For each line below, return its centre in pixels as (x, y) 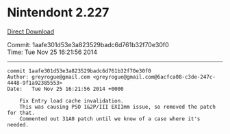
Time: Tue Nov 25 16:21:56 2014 (52, 52)
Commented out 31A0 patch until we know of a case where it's (110, 119)
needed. (18, 124)
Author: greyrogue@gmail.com (49, 77)
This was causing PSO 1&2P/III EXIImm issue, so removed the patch (117, 107)
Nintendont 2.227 (58, 13)
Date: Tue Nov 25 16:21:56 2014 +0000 (66, 89)
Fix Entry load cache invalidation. (72, 100)
